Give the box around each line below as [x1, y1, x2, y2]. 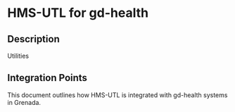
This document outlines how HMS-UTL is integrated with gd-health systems [7, 90, 228, 99]
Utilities [7, 51, 30, 60]
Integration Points [7, 72, 88, 84]
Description [7, 33, 60, 45]
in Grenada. [7, 98, 41, 106]
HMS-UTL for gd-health [7, 5, 149, 21]
